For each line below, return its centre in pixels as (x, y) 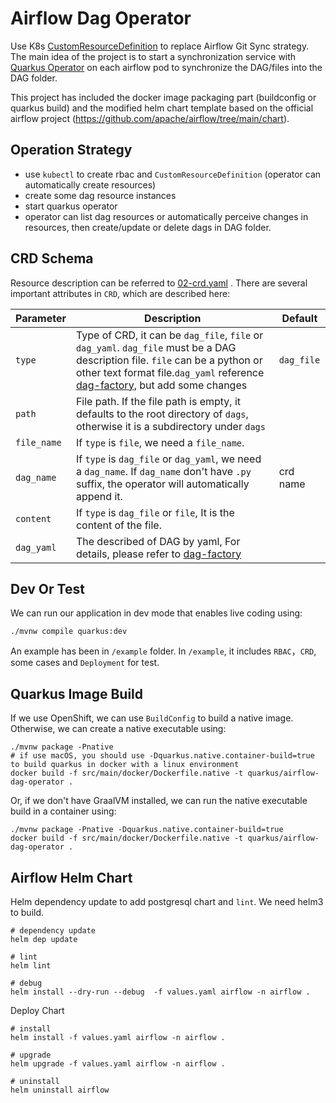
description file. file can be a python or (169, 360)
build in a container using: (63, 811)
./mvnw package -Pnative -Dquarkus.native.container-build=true (147, 830)
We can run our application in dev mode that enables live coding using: (156, 613)
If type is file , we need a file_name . (160, 442)
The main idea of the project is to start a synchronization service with (153, 56)
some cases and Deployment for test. (85, 663)
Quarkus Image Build (77, 693)
